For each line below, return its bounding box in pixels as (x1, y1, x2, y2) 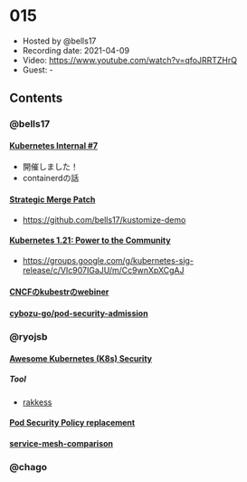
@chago (9, 460, 48, 473)
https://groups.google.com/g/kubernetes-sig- (22, 255, 195, 265)
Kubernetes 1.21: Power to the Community (9, 235, 171, 246)
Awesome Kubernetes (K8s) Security (9, 352, 153, 363)
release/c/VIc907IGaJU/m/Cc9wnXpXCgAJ (22, 265, 185, 275)
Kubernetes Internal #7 (9, 140, 98, 150)
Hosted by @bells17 (22, 35, 97, 46)
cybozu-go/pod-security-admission (9, 308, 148, 319)
